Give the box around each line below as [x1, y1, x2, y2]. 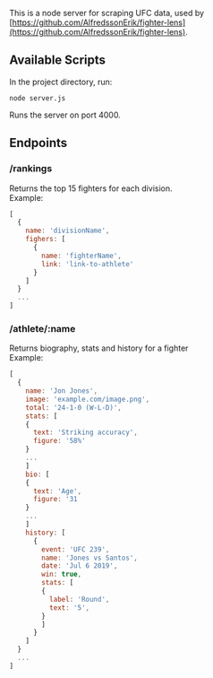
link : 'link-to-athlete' [41, 259, 134, 268]
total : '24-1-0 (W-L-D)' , [25, 403, 123, 412]
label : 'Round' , [48, 595, 110, 604]
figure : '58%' [32, 437, 87, 446]
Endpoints [9, 135, 68, 151]
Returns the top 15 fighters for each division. [9, 183, 173, 194]
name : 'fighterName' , [41, 251, 123, 260]
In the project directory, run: [9, 76, 113, 87]
